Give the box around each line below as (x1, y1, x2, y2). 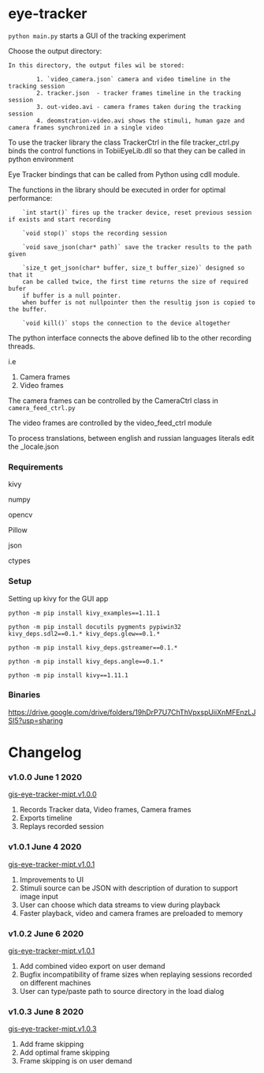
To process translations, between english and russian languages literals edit (8, 433, 255, 442)
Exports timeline (19, 813, 73, 823)
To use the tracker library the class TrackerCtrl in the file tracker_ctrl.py (8, 137, 240, 147)
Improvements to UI (19, 875, 84, 884)
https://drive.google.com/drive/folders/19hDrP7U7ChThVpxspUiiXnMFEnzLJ (8, 707, 256, 717)
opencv (8, 510, 33, 520)
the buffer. (8, 305, 47, 313)
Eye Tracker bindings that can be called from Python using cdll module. (8, 169, 240, 179)
